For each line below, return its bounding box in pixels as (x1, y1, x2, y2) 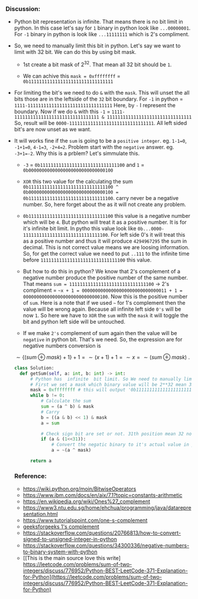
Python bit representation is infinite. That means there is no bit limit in (14, 18, 184, 25)
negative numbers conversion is (22, 342, 101, 349)
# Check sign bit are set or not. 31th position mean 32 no (40, 431, 192, 437)
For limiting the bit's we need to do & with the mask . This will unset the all (14, 89, 190, 96)
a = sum (40, 420, 60, 426)
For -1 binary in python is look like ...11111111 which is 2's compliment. (14, 31, 190, 38)
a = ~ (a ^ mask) (51, 447, 92, 453)
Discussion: (5, 5, 41, 13)
